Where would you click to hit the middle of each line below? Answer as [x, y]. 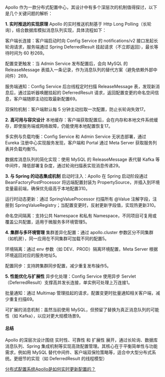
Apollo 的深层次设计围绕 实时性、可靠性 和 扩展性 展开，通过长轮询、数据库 [82, 340]
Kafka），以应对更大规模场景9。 [51, 316]
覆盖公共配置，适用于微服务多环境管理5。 [48, 222]
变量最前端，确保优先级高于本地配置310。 [48, 188]
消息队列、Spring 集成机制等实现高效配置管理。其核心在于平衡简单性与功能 [82, 346]
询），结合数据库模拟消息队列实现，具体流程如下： [56, 30]
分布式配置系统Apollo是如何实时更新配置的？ [50, 369]
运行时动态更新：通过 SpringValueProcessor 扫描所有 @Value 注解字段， [79, 199]
